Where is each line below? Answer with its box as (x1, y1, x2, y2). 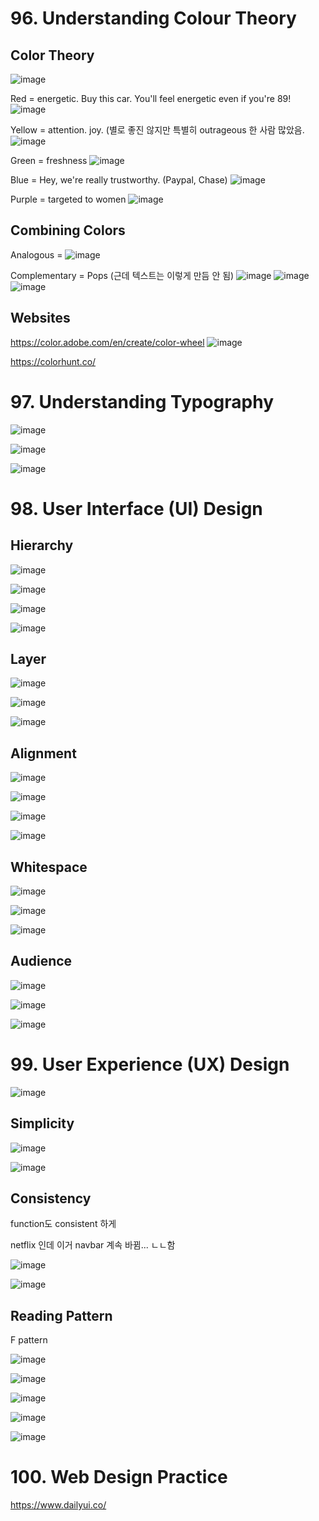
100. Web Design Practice (10, 1466, 228, 1489)
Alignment (10, 745, 77, 762)
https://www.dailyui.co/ (10, 1499, 107, 1511)
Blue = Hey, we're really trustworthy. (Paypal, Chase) (10, 174, 228, 186)
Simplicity (10, 1115, 75, 1132)
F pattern (10, 1334, 48, 1346)
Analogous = (10, 248, 63, 261)
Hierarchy (10, 537, 74, 554)
